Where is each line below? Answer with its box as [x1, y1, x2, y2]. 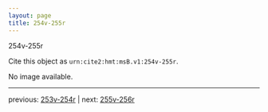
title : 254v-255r [8, 19, 66, 27]
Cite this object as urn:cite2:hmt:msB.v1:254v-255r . [8, 56, 179, 66]
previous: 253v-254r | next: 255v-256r [8, 95, 136, 104]
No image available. [8, 71, 73, 81]
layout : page [8, 11, 52, 20]
